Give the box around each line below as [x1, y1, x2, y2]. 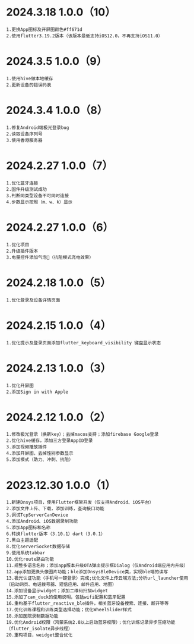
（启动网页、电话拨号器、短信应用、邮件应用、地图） [6, 582, 117, 588]
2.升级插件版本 [6, 248, 39, 254]
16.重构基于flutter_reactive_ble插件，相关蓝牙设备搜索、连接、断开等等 [6, 601, 169, 607]
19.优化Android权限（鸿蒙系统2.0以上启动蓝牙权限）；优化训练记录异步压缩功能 [6, 620, 176, 626]
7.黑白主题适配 [6, 538, 39, 544]
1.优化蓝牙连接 [6, 180, 39, 186]
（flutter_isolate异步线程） [6, 626, 73, 632]
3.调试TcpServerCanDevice [6, 512, 68, 518]
